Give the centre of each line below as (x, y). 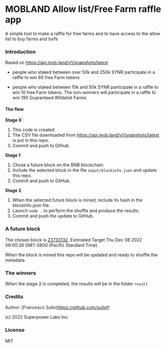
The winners (21, 273)
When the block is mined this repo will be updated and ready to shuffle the (82, 254)
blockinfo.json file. (31, 206)
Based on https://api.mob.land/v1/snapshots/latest (57, 63)
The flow (14, 109)
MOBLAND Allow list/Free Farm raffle (83, 9)
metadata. (15, 260)
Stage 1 (13, 155)
